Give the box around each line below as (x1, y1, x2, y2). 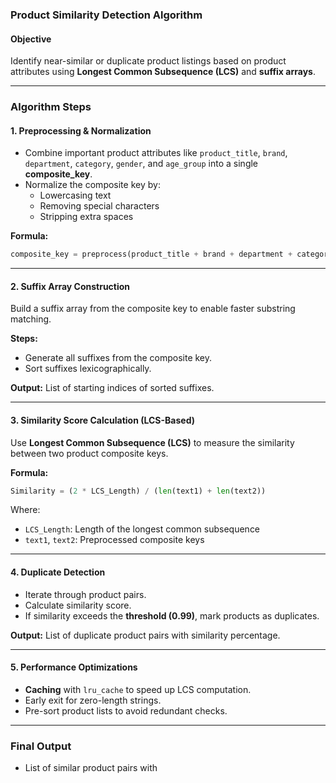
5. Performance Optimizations (10, 661, 138, 673)
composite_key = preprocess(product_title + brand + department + (10, 249, 293, 260)
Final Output (10, 739, 72, 753)
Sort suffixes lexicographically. (24, 363, 152, 375)
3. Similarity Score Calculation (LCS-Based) (10, 414, 195, 426)
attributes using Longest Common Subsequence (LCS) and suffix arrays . (10, 66, 316, 78)
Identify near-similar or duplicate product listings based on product (10, 55, 287, 67)
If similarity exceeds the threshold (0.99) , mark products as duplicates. (24, 609, 320, 622)
